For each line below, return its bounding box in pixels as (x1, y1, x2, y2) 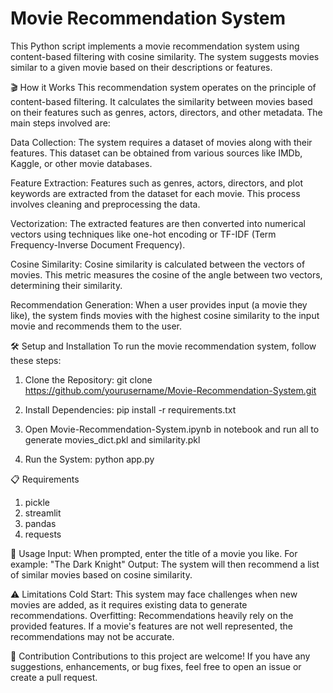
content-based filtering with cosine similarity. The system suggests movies (10, 50, 320, 62)
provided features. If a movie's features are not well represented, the (10, 620, 293, 632)
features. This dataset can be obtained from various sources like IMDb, (10, 147, 303, 159)
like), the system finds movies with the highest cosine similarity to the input (10, 309, 320, 321)
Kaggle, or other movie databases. (10, 157, 153, 169)
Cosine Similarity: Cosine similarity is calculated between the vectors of (10, 258, 306, 270)
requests (24, 528, 62, 540)
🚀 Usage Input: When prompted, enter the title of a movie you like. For (10, 547, 298, 559)
